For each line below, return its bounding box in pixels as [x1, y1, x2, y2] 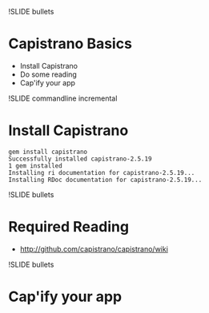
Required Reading [8, 218, 130, 236]
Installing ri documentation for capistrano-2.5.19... [8, 168, 195, 176]
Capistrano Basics [8, 35, 132, 53]
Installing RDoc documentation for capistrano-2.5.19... [8, 176, 203, 184]
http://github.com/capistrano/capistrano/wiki [19, 244, 168, 254]
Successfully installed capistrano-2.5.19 [8, 155, 152, 163]
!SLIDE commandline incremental [8, 93, 118, 103]
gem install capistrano [8, 148, 88, 156]
